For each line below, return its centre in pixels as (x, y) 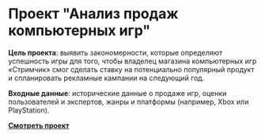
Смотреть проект (39, 125)
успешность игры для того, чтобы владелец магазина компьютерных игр (132, 61)
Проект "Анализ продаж (93, 14)
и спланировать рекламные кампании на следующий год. (106, 78)
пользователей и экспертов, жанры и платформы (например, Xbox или (129, 102)
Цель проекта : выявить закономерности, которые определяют (115, 52)
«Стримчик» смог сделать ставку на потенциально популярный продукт (131, 69)
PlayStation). (29, 110)
